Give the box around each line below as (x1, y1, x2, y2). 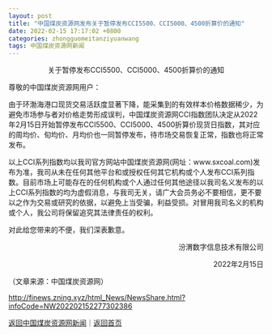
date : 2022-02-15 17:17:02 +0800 (8, 27, 121, 35)
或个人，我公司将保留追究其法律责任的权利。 (8, 208, 158, 218)
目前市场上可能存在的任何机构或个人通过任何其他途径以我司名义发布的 (22, 177, 257, 187)
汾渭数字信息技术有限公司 (178, 242, 264, 252)
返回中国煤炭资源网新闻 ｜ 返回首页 (8, 318, 122, 328)
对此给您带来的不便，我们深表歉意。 (8, 225, 130, 235)
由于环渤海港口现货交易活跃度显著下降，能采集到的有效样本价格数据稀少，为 (8, 100, 264, 109)
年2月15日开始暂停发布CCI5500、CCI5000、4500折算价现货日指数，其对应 (8, 120, 261, 129)
